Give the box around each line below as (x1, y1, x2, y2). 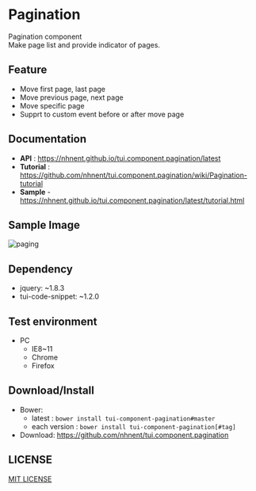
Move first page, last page (19, 84, 105, 93)
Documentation (8, 132, 87, 146)
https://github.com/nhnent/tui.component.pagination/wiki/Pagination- (19, 170, 248, 180)
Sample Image (8, 218, 81, 231)
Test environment (8, 314, 97, 328)
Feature (8, 63, 48, 77)
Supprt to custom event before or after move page (19, 109, 185, 119)
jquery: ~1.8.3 (19, 284, 65, 293)
